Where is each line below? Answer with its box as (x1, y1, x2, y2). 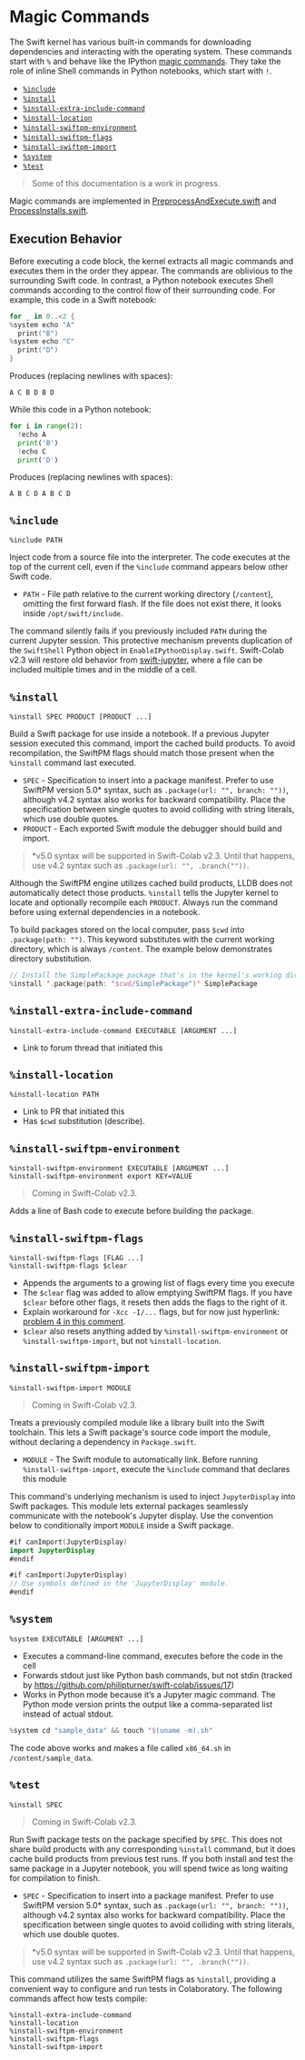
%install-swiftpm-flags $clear (9, 1261, 128, 1270)
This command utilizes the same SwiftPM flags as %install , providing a (9, 1974, 277, 1985)
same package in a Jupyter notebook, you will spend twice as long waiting (9, 1863, 289, 1874)
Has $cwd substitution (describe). (22, 1116, 145, 1127)
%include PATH (9, 536, 64, 545)
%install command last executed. (9, 757, 136, 768)
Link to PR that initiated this (22, 1106, 125, 1117)
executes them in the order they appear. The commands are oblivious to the (9, 265, 293, 276)
